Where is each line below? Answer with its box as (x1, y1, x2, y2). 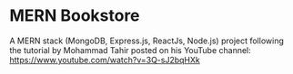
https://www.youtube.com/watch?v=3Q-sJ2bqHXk (9, 54, 200, 65)
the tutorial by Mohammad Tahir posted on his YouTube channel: (9, 44, 252, 55)
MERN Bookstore (9, 5, 140, 26)
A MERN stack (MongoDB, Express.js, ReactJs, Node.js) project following (9, 35, 284, 46)
